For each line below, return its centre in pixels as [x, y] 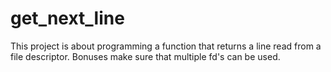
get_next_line [67, 18]
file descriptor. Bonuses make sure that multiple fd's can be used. [145, 56]
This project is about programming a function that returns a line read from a [166, 46]
